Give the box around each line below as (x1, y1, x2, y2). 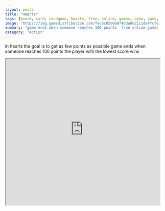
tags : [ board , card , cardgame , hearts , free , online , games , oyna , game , (5, 16, 159, 21)
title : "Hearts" (5, 12, 38, 17)
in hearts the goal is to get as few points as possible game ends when (5, 43, 146, 49)
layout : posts (5, 7, 34, 12)
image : (5, 21, 19, 26)
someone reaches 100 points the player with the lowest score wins (5, 48, 140, 54)
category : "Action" (5, 30, 45, 35)
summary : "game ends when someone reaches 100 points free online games (5, 25, 159, 30)
